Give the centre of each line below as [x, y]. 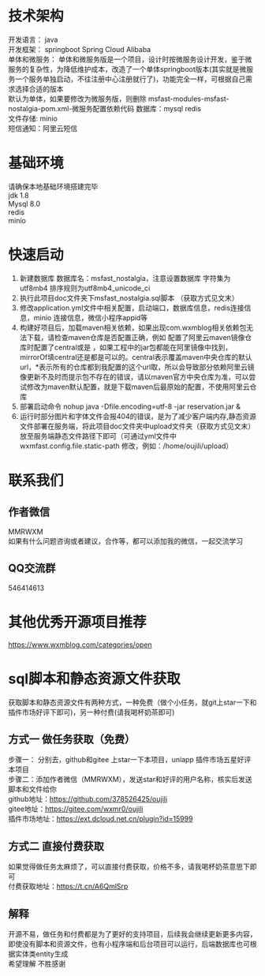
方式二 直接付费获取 [56, 846]
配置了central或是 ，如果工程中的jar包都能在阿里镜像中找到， [133, 347]
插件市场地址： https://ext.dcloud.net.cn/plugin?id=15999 [101, 819]
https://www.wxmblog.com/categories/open [80, 645]
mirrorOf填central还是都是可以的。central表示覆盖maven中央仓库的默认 [136, 357]
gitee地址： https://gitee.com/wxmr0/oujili [76, 809]
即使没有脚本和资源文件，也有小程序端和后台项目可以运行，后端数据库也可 [129, 944]
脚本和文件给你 [32, 789]
